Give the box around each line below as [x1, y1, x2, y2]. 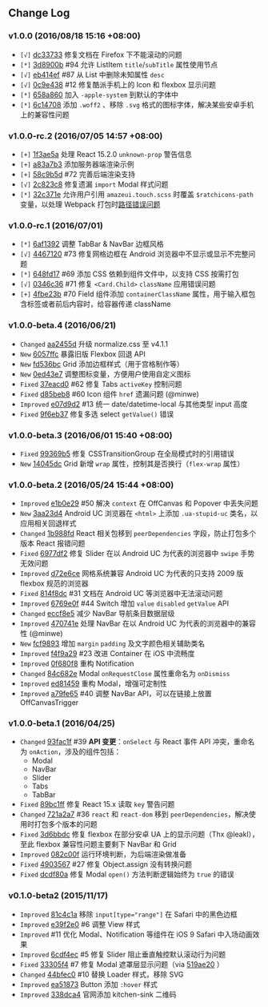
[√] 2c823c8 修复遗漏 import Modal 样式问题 [19, 179, 169, 189]
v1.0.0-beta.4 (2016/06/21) [8, 320, 117, 331]
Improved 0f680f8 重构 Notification [19, 659, 134, 668]
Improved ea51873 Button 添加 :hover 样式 [19, 979, 158, 989]
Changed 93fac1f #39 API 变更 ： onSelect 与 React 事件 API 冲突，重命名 [19, 737, 255, 747]
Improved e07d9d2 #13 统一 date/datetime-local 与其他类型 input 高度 [19, 399, 248, 409]
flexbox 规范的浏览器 [19, 578, 90, 588]
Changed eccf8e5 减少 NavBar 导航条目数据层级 [19, 609, 175, 618]
